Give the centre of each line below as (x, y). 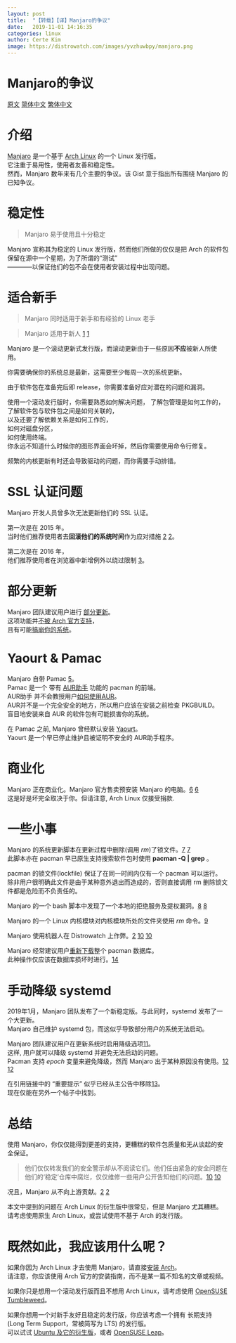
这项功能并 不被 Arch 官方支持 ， (53, 621)
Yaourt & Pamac (55, 658)
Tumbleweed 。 (29, 1300)
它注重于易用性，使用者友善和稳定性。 (63, 164)
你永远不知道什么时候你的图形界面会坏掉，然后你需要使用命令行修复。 (109, 446)
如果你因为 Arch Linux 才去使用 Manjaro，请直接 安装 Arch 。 (94, 1267)
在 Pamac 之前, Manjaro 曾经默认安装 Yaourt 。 (74, 729)
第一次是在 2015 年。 (38, 527)
